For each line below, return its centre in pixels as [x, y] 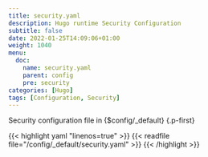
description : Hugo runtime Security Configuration [95, 23]
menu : [17, 53]
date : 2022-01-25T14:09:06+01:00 [64, 38]
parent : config [48, 75]
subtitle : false [35, 30]
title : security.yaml [45, 16]
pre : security [46, 83]
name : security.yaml [57, 68]
